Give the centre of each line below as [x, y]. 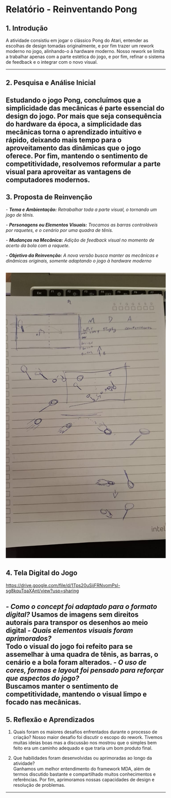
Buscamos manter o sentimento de [62, 686]
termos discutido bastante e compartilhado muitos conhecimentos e [84, 774]
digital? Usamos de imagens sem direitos [72, 615]
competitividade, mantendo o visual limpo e [76, 694]
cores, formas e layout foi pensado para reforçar [85, 670]
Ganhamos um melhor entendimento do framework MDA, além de [82, 769]
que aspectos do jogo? [43, 679]
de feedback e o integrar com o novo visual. [52, 62]
